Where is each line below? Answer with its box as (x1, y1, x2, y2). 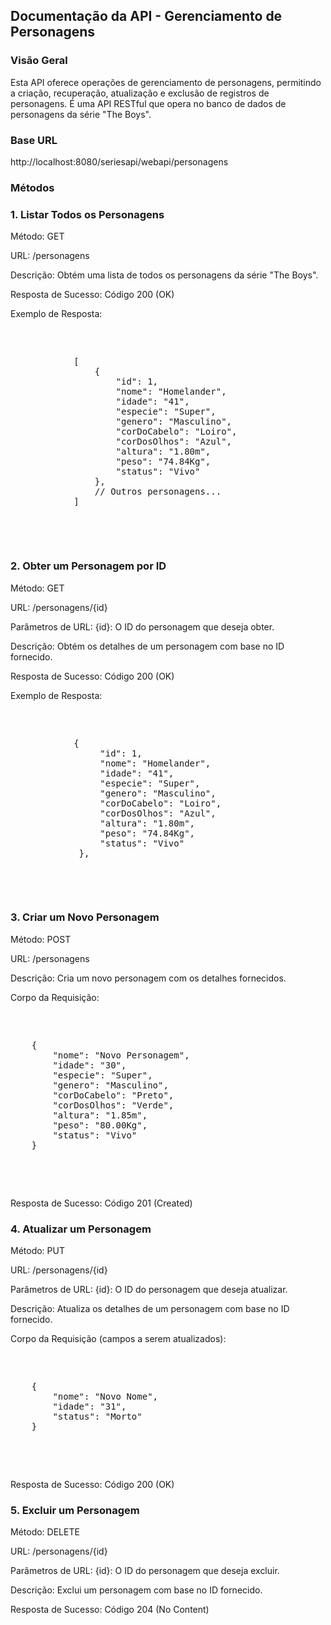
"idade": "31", (52, 1401, 127, 1413)
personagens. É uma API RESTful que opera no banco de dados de (10, 97, 287, 109)
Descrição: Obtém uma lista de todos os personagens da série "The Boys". (10, 269, 319, 281)
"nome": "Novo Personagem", (52, 1049, 190, 1061)
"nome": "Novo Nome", (52, 1391, 159, 1403)
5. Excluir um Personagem (10, 1504, 140, 1518)
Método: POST (10, 933, 72, 945)
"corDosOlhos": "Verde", (52, 1099, 175, 1111)
